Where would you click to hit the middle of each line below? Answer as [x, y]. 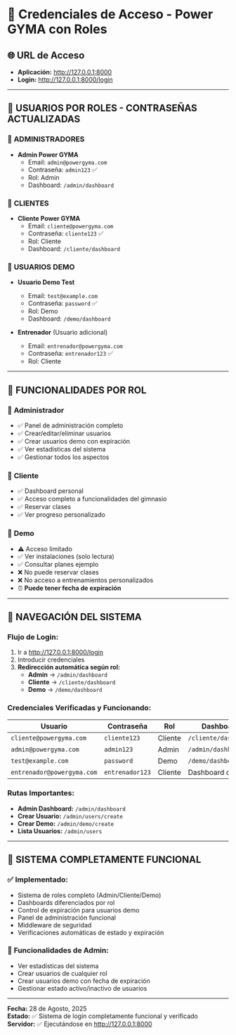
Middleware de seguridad [54, 925]
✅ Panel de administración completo [70, 425]
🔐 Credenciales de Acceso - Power [110, 14]
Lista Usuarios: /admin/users [60, 831]
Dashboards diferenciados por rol [66, 902]
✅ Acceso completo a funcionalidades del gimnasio [92, 499]
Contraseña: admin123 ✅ [63, 169]
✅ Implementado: [38, 880]
